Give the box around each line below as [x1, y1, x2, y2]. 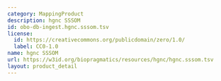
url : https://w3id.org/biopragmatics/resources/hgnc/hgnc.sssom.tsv [7, 56, 214, 63]
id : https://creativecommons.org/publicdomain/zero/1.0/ [13, 37, 186, 44]
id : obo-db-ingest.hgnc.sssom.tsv [7, 23, 110, 30]
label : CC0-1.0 [13, 43, 59, 50]
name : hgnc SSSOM [7, 50, 59, 57]
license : [7, 30, 33, 37]
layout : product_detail [7, 63, 78, 70]
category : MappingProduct [7, 10, 84, 18]
